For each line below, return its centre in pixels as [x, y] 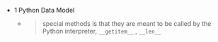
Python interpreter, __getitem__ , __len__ [102, 31]
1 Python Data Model [44, 10]
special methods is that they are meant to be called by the [127, 23]
